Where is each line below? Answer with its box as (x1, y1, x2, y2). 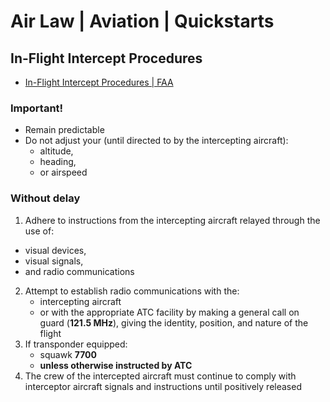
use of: (24, 225, 55, 237)
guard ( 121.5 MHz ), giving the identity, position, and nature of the (39, 316, 309, 329)
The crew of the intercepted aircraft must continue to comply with (24, 370, 297, 382)
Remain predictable (24, 124, 105, 136)
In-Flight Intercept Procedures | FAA (24, 76, 174, 88)
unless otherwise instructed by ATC (39, 359, 193, 371)
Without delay (10, 191, 81, 205)
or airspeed (39, 166, 88, 179)
